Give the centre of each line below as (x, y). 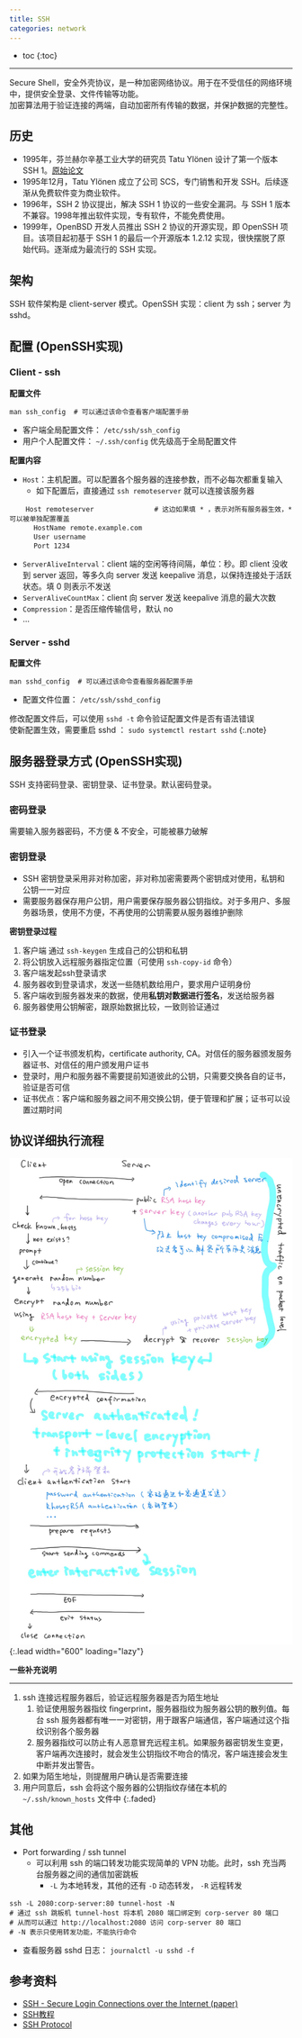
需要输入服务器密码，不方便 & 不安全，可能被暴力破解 (109, 831)
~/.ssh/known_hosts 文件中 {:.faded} (89, 1799)
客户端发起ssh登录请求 (64, 973)
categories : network (48, 28)
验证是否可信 (46, 1087)
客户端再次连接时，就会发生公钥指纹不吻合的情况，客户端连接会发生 (162, 1754)
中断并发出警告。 (67, 1765)
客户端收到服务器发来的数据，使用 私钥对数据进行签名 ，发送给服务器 (148, 995)
